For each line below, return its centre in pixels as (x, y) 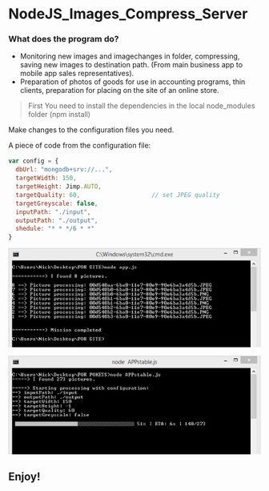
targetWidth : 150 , (46, 178)
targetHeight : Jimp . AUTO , (59, 187)
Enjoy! (24, 477)
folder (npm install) (59, 115)
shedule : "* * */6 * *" (55, 229)
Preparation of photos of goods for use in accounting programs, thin (132, 82)
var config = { (34, 161)
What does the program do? (64, 39)
